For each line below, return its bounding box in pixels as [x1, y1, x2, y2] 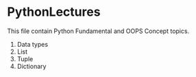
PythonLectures [7, 4, 101, 20]
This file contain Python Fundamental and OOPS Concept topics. [7, 27, 190, 35]
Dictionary [16, 62, 47, 70]
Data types [16, 40, 49, 48]
